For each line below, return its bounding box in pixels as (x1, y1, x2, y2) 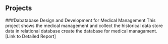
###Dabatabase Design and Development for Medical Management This (5, 17, 156, 23)
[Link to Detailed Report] (5, 33, 57, 39)
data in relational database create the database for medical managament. (5, 27, 157, 34)
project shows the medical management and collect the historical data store (5, 22, 163, 28)
